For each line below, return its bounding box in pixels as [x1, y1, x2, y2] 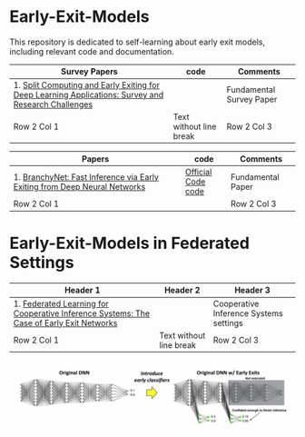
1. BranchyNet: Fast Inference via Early [13, 171, 159, 183]
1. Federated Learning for [13, 298, 109, 309]
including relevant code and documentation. [9, 45, 174, 56]
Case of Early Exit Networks [13, 317, 118, 328]
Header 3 [234, 284, 271, 296]
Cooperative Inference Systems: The [13, 307, 151, 319]
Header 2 [164, 284, 201, 296]
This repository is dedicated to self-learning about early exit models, [9, 36, 266, 47]
